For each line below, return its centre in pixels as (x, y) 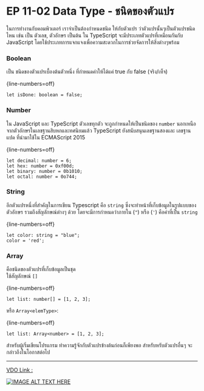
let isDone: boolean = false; (45, 95)
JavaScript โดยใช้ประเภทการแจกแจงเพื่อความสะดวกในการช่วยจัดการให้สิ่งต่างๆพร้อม (93, 42)
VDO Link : (20, 370)
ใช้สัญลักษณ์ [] (22, 276)
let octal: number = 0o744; (42, 177)
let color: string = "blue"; (43, 235)
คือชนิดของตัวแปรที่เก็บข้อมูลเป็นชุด (41, 269)
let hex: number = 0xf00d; (40, 166)
